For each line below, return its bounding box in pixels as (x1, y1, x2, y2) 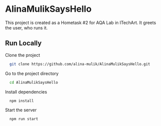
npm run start (9, 117, 38, 122)
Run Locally (5, 39, 42, 48)
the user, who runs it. (5, 25, 48, 30)
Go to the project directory (5, 70, 59, 76)
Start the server (5, 107, 37, 113)
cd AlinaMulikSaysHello (9, 80, 58, 85)
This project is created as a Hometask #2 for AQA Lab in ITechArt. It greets (5, 20, 156, 25)
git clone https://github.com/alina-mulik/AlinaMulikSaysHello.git (9, 61, 151, 67)
